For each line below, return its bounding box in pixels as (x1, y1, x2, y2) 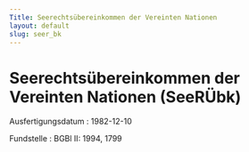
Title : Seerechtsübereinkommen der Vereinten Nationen (9, 12, 218, 22)
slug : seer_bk (9, 29, 62, 38)
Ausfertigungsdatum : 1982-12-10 (9, 116, 132, 127)
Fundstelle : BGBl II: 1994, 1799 (9, 133, 122, 144)
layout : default (9, 21, 70, 30)
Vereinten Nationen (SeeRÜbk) (9, 86, 242, 107)
